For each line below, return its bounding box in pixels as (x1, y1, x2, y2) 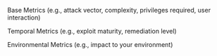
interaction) (7, 13, 41, 22)
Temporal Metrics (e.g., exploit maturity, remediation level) (7, 27, 178, 35)
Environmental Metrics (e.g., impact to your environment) (7, 41, 173, 48)
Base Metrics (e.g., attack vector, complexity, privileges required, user (7, 6, 211, 14)
